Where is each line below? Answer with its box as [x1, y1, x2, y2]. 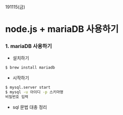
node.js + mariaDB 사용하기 [5, 24, 119, 35]
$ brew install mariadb [5, 65, 55, 70]
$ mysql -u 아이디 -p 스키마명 [5, 90, 64, 95]
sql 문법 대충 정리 [12, 104, 47, 110]
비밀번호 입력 [5, 94, 29, 99]
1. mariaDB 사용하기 [5, 43, 52, 50]
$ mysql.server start [5, 85, 51, 90]
